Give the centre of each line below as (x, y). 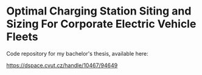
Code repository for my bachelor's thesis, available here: (78, 53)
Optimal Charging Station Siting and (99, 11)
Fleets (22, 37)
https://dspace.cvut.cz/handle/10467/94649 (62, 65)
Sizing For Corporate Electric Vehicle (101, 24)
